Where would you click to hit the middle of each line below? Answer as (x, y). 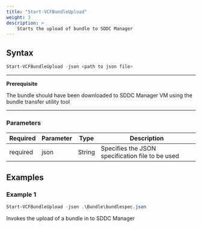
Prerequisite (22, 83)
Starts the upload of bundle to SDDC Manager (75, 28)
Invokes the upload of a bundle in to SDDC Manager (71, 218)
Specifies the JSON (128, 149)
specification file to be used (140, 156)
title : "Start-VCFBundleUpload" (47, 12)
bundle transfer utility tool (38, 101)
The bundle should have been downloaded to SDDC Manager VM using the (99, 95)
